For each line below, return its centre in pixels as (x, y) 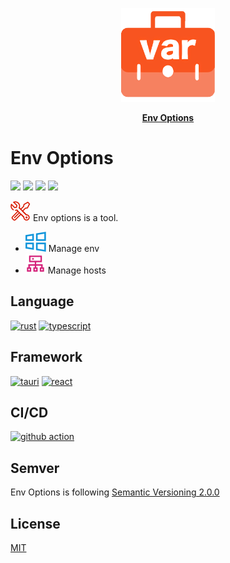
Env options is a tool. (75, 217)
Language (42, 301)
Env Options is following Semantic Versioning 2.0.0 (115, 492)
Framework (46, 357)
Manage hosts (77, 270)
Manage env (74, 248)
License (35, 523)
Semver (35, 468)
